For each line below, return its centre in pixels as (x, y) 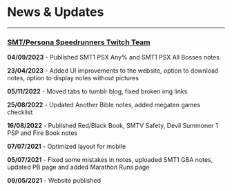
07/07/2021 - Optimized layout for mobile (67, 147)
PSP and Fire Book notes (42, 133)
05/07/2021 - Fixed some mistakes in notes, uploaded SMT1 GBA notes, (110, 160)
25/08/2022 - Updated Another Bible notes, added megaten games (104, 105)
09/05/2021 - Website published (54, 181)
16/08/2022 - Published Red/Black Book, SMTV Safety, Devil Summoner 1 (113, 126)
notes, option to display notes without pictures (73, 78)
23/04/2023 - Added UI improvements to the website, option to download (113, 71)
